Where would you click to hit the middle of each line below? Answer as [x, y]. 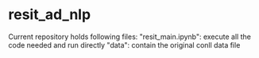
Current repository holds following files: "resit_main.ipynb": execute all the [130, 37]
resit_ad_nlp [50, 15]
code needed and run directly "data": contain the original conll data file [124, 44]
